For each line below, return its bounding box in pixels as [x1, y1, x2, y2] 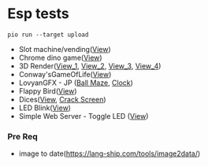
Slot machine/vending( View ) [18, 44, 111, 53]
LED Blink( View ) [18, 103, 72, 113]
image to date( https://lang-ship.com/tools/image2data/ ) [18, 149, 201, 158]
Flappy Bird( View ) [18, 86, 77, 95]
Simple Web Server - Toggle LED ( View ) [18, 111, 149, 120]
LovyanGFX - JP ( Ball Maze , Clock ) [18, 78, 133, 87]
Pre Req [7, 131, 39, 142]
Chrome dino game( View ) [18, 53, 103, 62]
